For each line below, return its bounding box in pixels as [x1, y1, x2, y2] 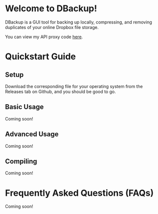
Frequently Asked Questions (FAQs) [5, 187, 154, 198]
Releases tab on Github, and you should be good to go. [5, 89, 116, 95]
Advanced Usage [5, 130, 59, 139]
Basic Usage [5, 103, 44, 111]
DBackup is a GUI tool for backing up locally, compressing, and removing [5, 19, 153, 25]
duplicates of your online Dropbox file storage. [5, 24, 99, 30]
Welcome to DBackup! [5, 3, 97, 14]
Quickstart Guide [5, 51, 76, 62]
